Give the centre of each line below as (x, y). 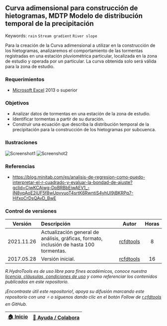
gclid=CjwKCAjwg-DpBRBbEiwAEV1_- (51, 188)
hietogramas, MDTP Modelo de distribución (74, 16)
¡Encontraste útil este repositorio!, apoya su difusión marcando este (75, 291)
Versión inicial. (58, 259)
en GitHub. (16, 304)
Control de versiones (31, 211)
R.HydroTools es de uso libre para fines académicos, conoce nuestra (76, 271)
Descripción (56, 224)
